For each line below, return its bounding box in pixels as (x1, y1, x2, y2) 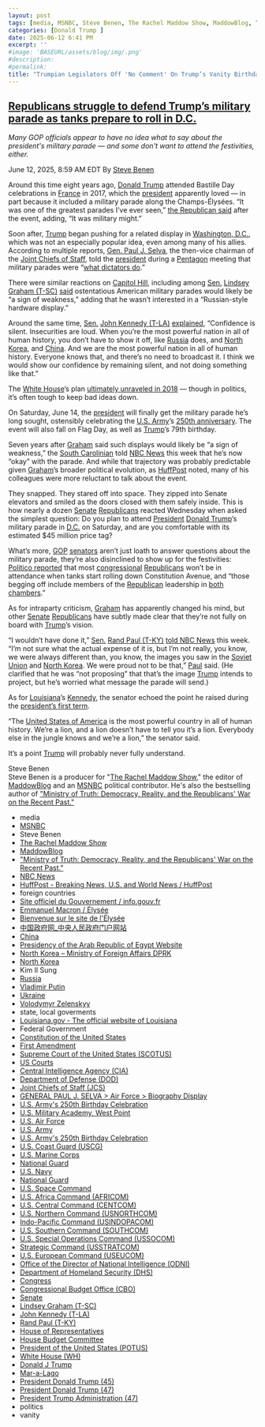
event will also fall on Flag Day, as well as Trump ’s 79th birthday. (8, 424, 217, 435)
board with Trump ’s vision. (8, 620, 95, 630)
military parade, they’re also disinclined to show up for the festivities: (8, 555, 232, 564)
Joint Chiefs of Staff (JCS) (19, 1083, 106, 1093)
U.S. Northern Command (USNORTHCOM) (19, 1209, 158, 1218)
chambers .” (8, 588, 46, 597)
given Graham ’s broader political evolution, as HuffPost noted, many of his (8, 465, 249, 475)
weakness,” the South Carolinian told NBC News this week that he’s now (8, 448, 243, 458)
